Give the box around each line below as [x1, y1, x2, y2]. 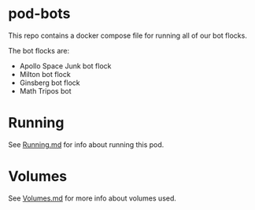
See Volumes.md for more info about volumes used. [8, 193, 177, 203]
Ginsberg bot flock [19, 78, 80, 87]
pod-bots [8, 5, 71, 23]
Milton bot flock [19, 69, 71, 79]
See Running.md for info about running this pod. [8, 139, 164, 149]
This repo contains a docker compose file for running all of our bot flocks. [8, 31, 248, 40]
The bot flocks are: [8, 46, 69, 55]
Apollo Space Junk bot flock [19, 61, 112, 71]
